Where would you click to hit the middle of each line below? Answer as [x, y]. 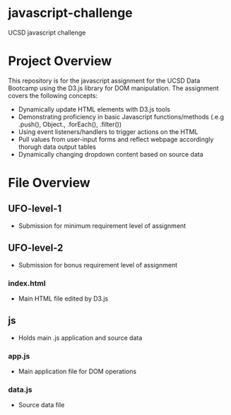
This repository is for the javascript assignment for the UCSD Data [104, 80]
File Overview [49, 183]
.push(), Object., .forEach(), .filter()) [70, 124]
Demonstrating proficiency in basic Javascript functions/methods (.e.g [121, 116]
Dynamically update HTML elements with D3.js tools [94, 109]
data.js [20, 390]
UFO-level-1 [35, 209]
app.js [19, 356]
